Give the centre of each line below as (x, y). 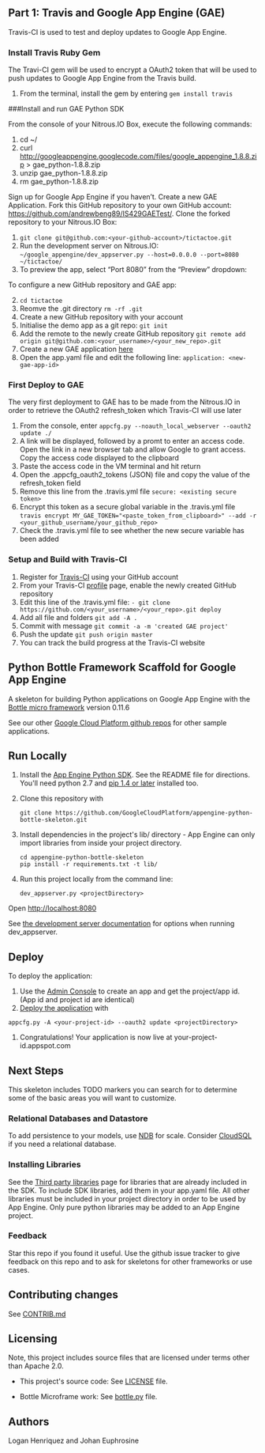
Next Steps (36, 1071)
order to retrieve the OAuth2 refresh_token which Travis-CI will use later (125, 411)
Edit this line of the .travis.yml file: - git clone (95, 602)
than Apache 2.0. (36, 1366)
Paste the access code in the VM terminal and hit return (110, 467)
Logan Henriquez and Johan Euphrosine (74, 1441)
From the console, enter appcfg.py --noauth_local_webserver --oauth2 (135, 426)
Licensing (33, 1339)
